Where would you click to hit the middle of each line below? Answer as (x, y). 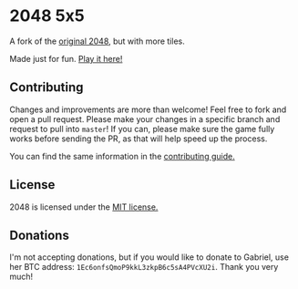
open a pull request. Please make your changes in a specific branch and (145, 119)
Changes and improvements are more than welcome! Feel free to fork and (148, 109)
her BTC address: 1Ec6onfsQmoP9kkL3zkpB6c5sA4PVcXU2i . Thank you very (144, 267)
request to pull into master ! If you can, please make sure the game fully (142, 129)
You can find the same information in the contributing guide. (122, 156)
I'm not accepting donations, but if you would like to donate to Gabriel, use (149, 257)
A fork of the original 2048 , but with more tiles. (97, 41)
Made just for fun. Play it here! (66, 58)
